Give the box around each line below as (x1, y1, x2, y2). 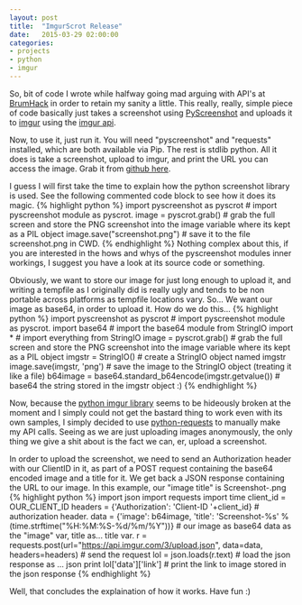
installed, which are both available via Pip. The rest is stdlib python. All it (9, 143, 278, 154)
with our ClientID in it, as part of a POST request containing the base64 (9, 463, 273, 473)
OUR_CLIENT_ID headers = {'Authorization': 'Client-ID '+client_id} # (9, 501, 260, 512)
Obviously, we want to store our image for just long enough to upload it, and (9, 274, 291, 285)
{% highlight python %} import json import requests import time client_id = (9, 491, 287, 502)
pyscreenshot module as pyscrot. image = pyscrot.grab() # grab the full (9, 209, 276, 220)
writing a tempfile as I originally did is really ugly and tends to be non (9, 284, 265, 295)
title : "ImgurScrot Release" (9, 22, 124, 31)
